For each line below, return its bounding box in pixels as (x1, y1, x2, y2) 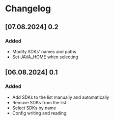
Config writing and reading (12, 110, 67, 116)
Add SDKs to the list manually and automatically (12, 94, 110, 100)
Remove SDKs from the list (12, 99, 67, 105)
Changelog (5, 3, 51, 14)
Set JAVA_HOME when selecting (12, 54, 79, 60)
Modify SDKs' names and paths (12, 48, 77, 54)
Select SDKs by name (12, 105, 57, 111)
